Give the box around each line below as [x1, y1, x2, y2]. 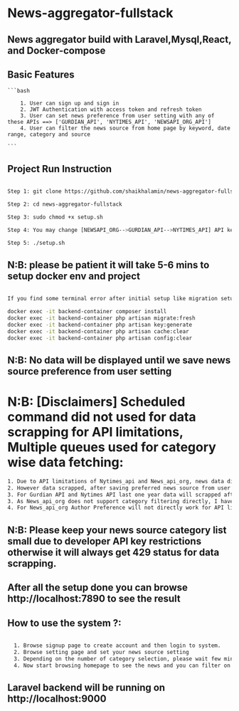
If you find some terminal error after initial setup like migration [7, 295, 218, 302]
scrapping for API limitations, [7, 424, 184, 441]
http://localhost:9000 [7, 692, 107, 705]
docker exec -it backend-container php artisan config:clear [7, 335, 193, 342]
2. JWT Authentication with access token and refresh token [20, 106, 202, 113]
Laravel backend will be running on [7, 681, 166, 693]
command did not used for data [7, 409, 197, 425]
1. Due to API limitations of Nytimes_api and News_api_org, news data [7, 478, 224, 485]
